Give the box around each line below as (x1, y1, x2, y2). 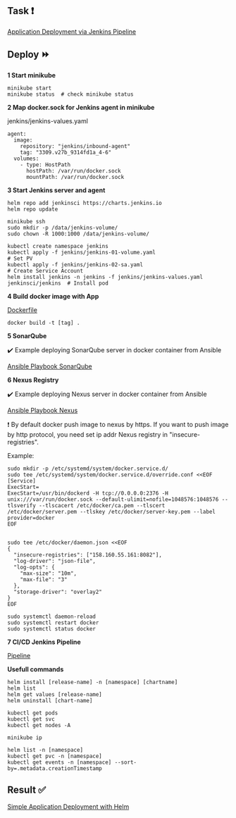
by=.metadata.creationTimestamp (7, 764, 102, 772)
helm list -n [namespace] (7, 746, 83, 753)
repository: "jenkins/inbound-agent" (20, 142, 131, 149)
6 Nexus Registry (7, 376, 59, 384)
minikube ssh (7, 218, 46, 225)
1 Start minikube (7, 70, 56, 79)
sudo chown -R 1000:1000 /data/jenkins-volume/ (7, 230, 150, 237)
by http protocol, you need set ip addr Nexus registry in (7, 430, 168, 438)
